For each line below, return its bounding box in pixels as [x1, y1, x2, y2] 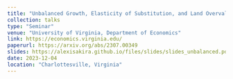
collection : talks [7, 16, 60, 23]
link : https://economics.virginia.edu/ [7, 36, 123, 43]
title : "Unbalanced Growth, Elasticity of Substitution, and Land [7, 10, 203, 17]
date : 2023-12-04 [7, 55, 58, 62]
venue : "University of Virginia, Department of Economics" [7, 29, 182, 36]
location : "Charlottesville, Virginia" [7, 61, 123, 68]
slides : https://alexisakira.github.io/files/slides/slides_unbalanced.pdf [7, 49, 231, 56]
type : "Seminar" [7, 23, 54, 30]
